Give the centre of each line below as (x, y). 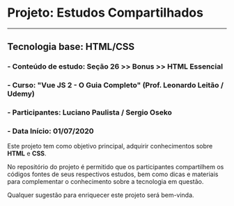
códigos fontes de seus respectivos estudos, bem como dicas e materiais (113, 174)
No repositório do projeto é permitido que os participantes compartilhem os (116, 167)
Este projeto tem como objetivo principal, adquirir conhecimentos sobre (110, 146)
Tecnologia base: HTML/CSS (71, 47)
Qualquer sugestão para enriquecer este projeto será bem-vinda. (101, 195)
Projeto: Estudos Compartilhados (106, 13)
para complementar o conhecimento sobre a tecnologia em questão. (106, 182)
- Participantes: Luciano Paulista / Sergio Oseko (90, 112)
